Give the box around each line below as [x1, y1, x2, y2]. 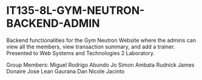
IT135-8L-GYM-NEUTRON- [6, 4, 145, 18]
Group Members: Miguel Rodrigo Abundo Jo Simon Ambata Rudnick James [6, 61, 195, 68]
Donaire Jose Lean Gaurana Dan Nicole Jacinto [6, 67, 125, 75]
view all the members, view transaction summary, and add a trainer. [6, 43, 175, 50]
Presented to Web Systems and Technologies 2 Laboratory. [6, 49, 155, 56]
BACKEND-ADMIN [6, 16, 100, 30]
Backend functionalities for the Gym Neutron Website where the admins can [6, 36, 196, 44]
